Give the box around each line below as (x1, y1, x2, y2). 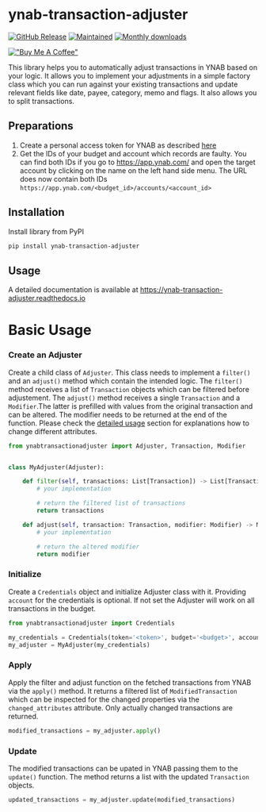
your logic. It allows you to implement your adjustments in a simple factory (8, 71, 251, 80)
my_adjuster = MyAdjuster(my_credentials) (8, 641, 150, 648)
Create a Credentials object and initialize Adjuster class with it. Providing (8, 587, 247, 596)
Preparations (8, 119, 74, 133)
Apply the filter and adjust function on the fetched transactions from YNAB (8, 677, 252, 687)
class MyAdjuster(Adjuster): (8, 463, 104, 471)
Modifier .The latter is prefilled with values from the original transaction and (8, 401, 253, 410)
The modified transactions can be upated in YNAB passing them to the (8, 764, 239, 773)
